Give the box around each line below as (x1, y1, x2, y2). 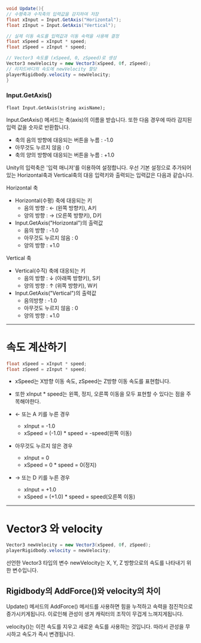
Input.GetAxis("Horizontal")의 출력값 (14, 219, 103, 226)
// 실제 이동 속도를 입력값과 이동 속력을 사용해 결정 (6, 33, 120, 39)
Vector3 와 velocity (6, 522, 103, 535)
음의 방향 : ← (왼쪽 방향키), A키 (23, 204, 97, 212)
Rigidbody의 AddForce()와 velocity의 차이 (6, 586, 161, 596)
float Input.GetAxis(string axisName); (6, 105, 106, 111)
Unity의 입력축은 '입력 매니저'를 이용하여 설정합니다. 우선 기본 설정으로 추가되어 (6, 164, 191, 171)
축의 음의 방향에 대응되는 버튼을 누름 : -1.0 (14, 136, 114, 143)
